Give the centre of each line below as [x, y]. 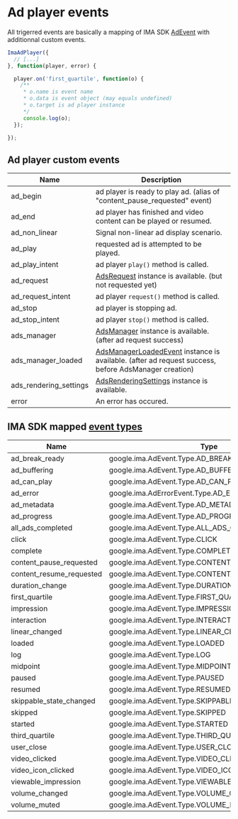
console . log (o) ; [47, 118]
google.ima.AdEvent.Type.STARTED [169, 724]
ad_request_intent [41, 297]
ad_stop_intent [35, 320]
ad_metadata [33, 505]
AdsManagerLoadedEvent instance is [158, 352]
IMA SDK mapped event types [75, 427]
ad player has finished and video [149, 212]
